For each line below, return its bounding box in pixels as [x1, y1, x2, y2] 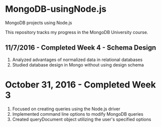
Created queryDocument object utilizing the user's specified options [12, 116, 152, 122]
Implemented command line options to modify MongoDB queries [12, 111, 144, 117]
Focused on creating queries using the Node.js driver [12, 106, 121, 112]
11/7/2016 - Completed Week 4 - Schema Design [5, 43, 157, 52]
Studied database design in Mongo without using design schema [12, 62, 144, 67]
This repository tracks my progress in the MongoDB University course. [5, 29, 149, 35]
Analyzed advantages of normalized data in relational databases [12, 57, 143, 63]
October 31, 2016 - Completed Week [5, 79, 156, 90]
